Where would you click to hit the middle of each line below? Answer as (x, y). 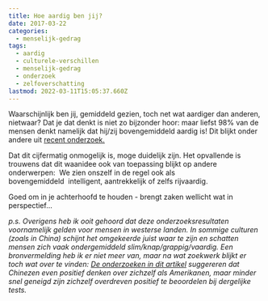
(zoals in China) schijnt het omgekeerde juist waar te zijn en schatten (124, 239)
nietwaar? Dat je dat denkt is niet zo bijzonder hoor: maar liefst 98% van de (134, 123)
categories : (28, 31)
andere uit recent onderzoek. (57, 140)
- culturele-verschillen (57, 61)
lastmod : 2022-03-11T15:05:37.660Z (68, 91)
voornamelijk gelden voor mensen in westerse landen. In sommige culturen (133, 230)
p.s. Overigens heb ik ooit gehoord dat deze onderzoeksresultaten (119, 221)
